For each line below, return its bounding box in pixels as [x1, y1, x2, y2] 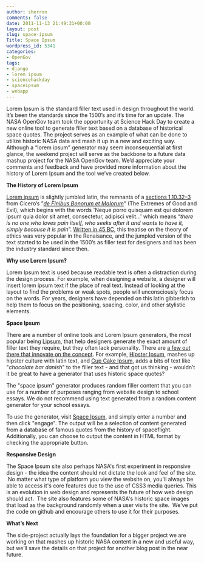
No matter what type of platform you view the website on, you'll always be [7, 475, 194, 483]
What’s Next [6, 519, 38, 527]
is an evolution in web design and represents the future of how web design [6, 488, 193, 495]
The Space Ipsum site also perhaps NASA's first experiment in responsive [6, 462, 191, 470]
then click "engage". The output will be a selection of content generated [6, 419, 186, 427]
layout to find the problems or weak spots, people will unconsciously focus [6, 288, 194, 296]
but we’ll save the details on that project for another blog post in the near [6, 544, 188, 551]
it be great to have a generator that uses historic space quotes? [6, 370, 165, 377]
